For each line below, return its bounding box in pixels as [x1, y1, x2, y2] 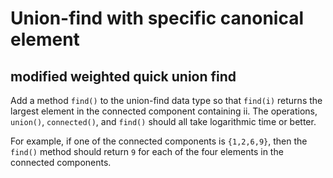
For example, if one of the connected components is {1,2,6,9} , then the [10, 135, 308, 147]
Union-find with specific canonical [10, 7, 305, 30]
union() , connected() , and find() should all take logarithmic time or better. [10, 116, 317, 127]
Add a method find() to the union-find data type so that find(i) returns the [10, 95, 323, 106]
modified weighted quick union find [10, 68, 237, 85]
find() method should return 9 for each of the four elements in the [10, 146, 284, 157]
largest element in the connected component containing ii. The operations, [10, 105, 318, 117]
